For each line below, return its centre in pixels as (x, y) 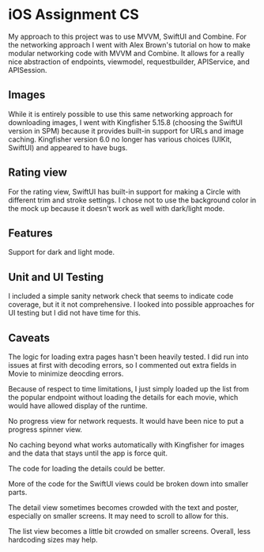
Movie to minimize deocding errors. (66, 374)
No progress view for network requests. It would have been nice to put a (126, 421)
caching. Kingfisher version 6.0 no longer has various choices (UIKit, (120, 139)
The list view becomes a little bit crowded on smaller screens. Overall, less (130, 531)
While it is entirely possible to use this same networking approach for (121, 114)
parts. (18, 492)
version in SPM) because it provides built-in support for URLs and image (126, 130)
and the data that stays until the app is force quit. (88, 453)
